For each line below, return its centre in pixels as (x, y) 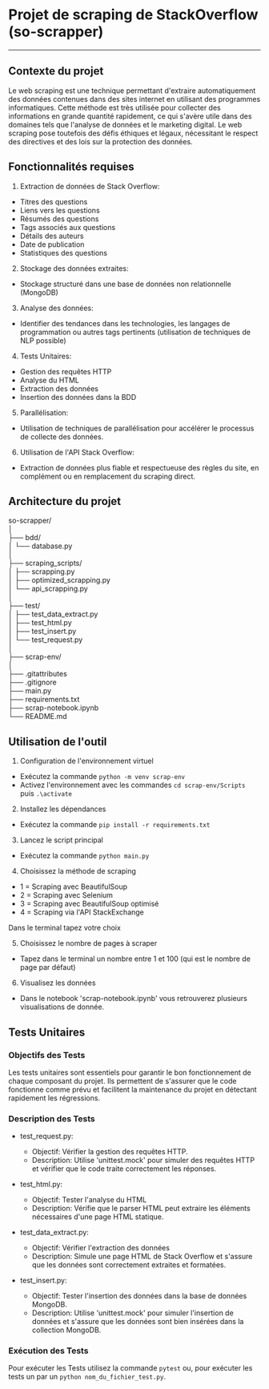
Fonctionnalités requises (71, 167)
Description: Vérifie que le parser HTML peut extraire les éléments (141, 1209)
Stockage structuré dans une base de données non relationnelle (126, 284)
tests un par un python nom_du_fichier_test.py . (87, 1377)
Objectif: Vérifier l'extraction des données (101, 1248)
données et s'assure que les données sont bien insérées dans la (138, 1322)
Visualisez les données (58, 983)
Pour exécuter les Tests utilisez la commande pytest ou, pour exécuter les (130, 1368)
